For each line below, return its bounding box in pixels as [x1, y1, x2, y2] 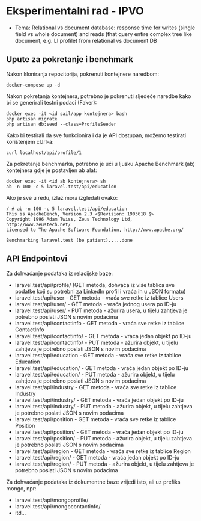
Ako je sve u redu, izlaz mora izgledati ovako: [6, 194, 118, 201]
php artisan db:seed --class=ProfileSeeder [6, 121, 117, 127]
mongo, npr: [6, 484, 37, 492]
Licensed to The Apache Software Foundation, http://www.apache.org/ [6, 227, 184, 233]
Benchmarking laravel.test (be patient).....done [6, 237, 133, 243]
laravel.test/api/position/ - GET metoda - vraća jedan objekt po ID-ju [14, 428, 184, 436]
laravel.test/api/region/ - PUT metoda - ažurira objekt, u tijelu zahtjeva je [14, 460, 194, 467]
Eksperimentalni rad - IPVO [6, 4, 144, 18]
